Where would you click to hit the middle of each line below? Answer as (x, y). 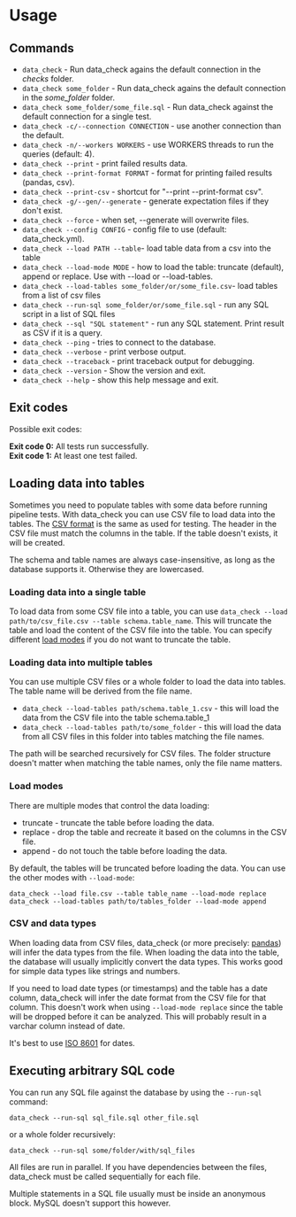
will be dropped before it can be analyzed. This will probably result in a (138, 1016)
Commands (42, 48)
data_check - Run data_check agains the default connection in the (141, 69)
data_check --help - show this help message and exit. (120, 380)
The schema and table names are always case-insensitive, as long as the (142, 560)
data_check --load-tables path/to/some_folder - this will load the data (152, 727)
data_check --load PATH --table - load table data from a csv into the (146, 248)
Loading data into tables (77, 484)
